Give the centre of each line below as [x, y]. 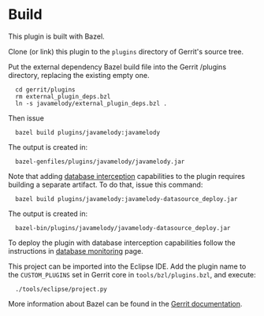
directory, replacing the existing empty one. [79, 75]
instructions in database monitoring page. [76, 251]
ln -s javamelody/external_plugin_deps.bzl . [91, 103]
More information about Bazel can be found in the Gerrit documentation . [125, 303]
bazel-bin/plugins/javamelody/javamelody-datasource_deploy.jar [123, 228]
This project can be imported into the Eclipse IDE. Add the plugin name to [127, 266]
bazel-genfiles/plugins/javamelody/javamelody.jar [100, 162]
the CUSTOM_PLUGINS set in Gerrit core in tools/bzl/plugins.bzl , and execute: [132, 274]
